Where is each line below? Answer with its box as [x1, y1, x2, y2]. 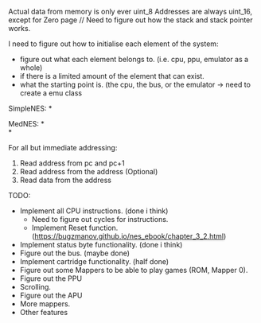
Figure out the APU [19, 290, 83, 300]
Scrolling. [19, 282, 52, 291]
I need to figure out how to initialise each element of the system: [8, 39, 219, 49]
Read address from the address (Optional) [19, 167, 158, 176]
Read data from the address [19, 175, 111, 185]
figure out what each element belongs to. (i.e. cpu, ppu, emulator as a [19, 55, 249, 64]
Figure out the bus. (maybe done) [19, 248, 130, 258]
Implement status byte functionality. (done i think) [19, 240, 183, 249]
